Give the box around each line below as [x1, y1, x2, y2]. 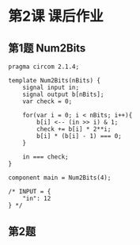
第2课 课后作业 [8, 7, 104, 25]
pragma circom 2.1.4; [8, 63, 80, 71]
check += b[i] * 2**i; [36, 125, 112, 133]
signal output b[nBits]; [22, 90, 104, 98]
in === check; [22, 153, 69, 161]
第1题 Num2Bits [8, 41, 86, 55]
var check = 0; [22, 98, 73, 105]
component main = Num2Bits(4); [8, 174, 112, 182]
